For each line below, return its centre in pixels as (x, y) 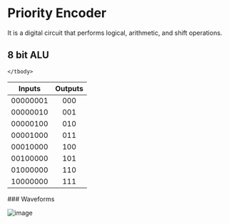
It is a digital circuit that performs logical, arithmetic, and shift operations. (115, 33)
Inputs (30, 88)
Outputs (69, 88)
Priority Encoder (57, 13)
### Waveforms (31, 199)
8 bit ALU (29, 55)
